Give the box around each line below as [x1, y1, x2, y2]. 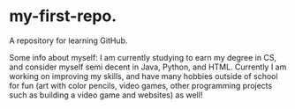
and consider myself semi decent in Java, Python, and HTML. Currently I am [9, 62, 287, 72]
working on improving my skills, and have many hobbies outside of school [9, 70, 278, 81]
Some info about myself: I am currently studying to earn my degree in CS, [9, 52, 276, 62]
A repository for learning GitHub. [9, 35, 128, 46]
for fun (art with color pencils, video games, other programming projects [9, 80, 273, 91]
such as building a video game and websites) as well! [9, 90, 203, 100]
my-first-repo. [9, 6, 117, 26]
